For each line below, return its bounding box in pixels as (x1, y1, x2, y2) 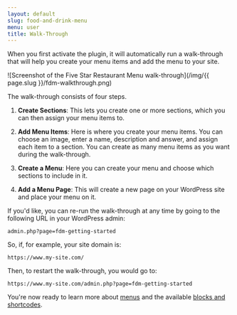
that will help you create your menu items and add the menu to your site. (7, 58, 220, 66)
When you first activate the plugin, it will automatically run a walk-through (7, 50, 223, 58)
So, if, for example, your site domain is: (7, 240, 122, 249)
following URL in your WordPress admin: (7, 214, 126, 223)
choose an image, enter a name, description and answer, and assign (17, 135, 218, 144)
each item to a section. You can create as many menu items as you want (17, 143, 230, 151)
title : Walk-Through (7, 30, 69, 38)
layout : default (7, 10, 56, 18)
